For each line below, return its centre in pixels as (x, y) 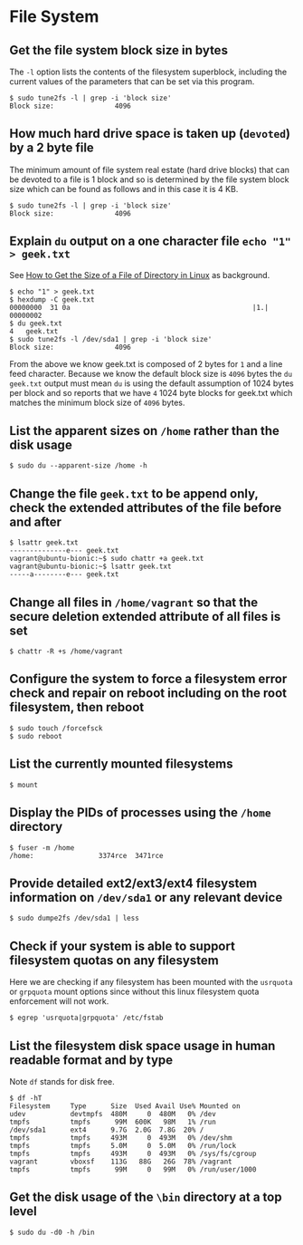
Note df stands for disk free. (62, 1081)
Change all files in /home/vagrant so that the (134, 602)
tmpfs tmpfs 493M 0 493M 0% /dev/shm (121, 1138)
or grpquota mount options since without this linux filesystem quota (134, 992)
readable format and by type (91, 1060)
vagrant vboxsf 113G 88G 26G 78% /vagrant (121, 1162)
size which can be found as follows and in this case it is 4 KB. (124, 188)
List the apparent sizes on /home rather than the (145, 431)
